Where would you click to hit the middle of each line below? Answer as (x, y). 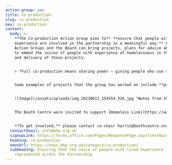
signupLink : (23, 135)
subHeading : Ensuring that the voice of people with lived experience (87, 150)
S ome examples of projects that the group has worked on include (86, 85)
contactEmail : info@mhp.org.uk (43, 131)
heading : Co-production (35, 140)
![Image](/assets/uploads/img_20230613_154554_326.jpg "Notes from (88, 99)
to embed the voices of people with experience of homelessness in (88, 53)
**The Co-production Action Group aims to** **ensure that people (87, 39)
